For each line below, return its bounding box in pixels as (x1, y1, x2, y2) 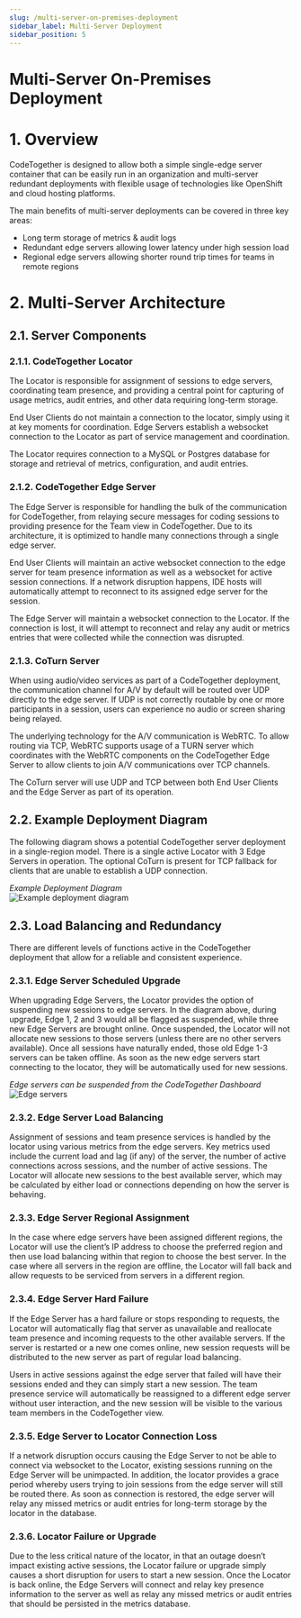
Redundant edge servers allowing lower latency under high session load (22, 241, 289, 252)
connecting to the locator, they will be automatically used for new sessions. (9, 1061, 288, 1072)
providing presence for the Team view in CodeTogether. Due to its (9, 520, 253, 532)
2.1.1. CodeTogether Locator (9, 355, 133, 368)
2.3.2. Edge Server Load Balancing (9, 1111, 164, 1123)
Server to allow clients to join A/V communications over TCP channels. (9, 759, 270, 770)
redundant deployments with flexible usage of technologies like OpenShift (9, 177, 283, 189)
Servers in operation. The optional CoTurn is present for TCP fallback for (9, 855, 278, 866)
